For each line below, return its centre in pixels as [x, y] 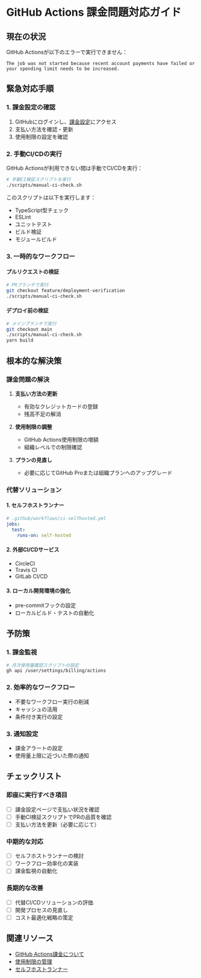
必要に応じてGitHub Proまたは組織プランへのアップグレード [98, 472]
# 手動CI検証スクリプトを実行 [39, 179]
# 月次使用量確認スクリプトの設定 [43, 665]
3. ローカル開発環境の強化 [39, 591]
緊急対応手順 [30, 89]
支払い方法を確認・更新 [44, 129]
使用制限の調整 [33, 427]
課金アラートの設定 [39, 748]
